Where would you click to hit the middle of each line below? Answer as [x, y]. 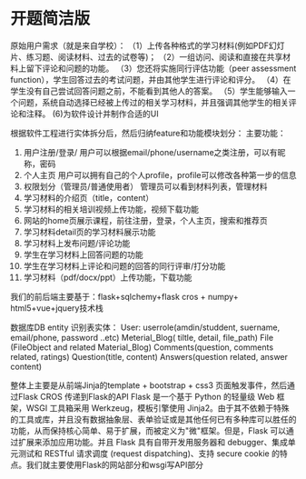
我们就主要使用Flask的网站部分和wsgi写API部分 [114, 464]
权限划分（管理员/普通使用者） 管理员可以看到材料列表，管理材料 [145, 186]
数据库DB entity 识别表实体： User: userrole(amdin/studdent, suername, [145, 327]
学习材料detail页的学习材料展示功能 [89, 232]
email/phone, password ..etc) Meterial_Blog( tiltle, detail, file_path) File [142, 337]
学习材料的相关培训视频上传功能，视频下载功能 [111, 209]
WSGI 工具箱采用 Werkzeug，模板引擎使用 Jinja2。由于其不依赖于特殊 [158, 408]
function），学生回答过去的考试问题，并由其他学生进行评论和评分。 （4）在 [151, 79]
